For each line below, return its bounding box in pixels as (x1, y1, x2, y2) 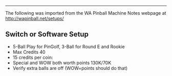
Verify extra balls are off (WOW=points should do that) (12, 65, 128, 71)
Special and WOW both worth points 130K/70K (12, 59, 112, 66)
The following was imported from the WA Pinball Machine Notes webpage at (5, 10, 166, 16)
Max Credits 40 (12, 49, 46, 55)
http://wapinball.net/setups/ (5, 16, 64, 21)
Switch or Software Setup (5, 30, 89, 39)
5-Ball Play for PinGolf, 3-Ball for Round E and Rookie (12, 44, 125, 50)
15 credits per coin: (12, 54, 53, 60)
